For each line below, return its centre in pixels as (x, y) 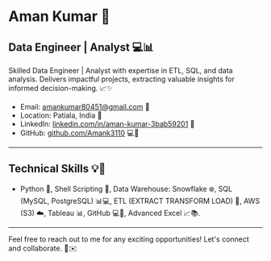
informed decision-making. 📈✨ (60, 88)
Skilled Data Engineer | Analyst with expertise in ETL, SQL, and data (121, 70)
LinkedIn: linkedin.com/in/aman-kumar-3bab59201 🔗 (107, 124)
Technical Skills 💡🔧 (57, 169)
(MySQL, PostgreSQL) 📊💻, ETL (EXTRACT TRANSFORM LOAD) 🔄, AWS (140, 201)
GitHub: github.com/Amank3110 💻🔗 (79, 133)
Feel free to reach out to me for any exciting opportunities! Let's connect (129, 239)
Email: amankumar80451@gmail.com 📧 (85, 107)
